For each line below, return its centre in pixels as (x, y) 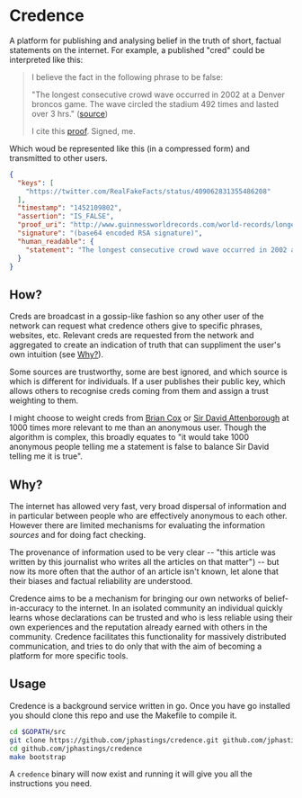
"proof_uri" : (42, 225)
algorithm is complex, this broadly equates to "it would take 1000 (129, 437)
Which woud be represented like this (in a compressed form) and (129, 148)
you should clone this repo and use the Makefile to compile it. (123, 715)
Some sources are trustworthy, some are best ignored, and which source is (148, 372)
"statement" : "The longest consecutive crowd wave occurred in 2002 (156, 250)
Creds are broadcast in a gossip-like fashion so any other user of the (137, 317)
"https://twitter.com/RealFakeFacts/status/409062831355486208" (148, 191)
